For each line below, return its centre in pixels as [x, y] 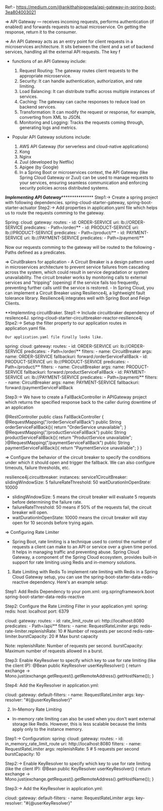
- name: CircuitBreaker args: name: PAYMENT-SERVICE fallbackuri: [72, 382]
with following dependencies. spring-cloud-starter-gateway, [65, 202]
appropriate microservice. [45, 76]
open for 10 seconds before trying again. [53, 523]
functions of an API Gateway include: [49, 61]
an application [19, 407]
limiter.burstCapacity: [27, 636]
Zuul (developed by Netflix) [47, 162]
